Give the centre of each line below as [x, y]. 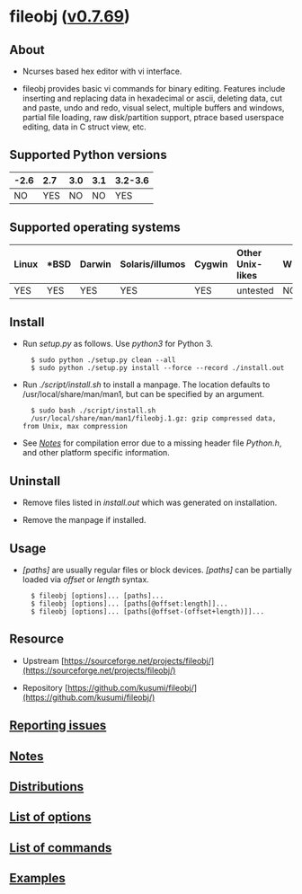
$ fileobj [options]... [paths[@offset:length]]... [129, 604]
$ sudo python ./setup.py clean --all [103, 360]
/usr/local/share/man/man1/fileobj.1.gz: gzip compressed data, [154, 419]
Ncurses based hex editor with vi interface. [102, 71]
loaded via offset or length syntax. [86, 580]
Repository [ [45, 687]
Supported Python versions [89, 155]
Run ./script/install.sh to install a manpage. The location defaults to [146, 385]
